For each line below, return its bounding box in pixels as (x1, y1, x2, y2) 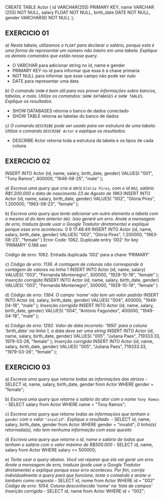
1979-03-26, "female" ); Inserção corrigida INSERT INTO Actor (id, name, (5, 338, 154, 344)
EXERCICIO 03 (5, 363, 51, 372)
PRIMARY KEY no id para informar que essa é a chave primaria (12, 67, 140, 73)
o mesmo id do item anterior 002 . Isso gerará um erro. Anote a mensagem (5, 215, 155, 222)
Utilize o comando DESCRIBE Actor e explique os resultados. (5, 128, 127, 134)
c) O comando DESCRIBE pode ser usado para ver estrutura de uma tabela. (5, 122, 156, 128)
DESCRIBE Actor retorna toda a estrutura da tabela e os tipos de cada (12, 137, 154, 143)
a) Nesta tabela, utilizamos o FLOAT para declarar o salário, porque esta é (5, 42, 155, 48)
